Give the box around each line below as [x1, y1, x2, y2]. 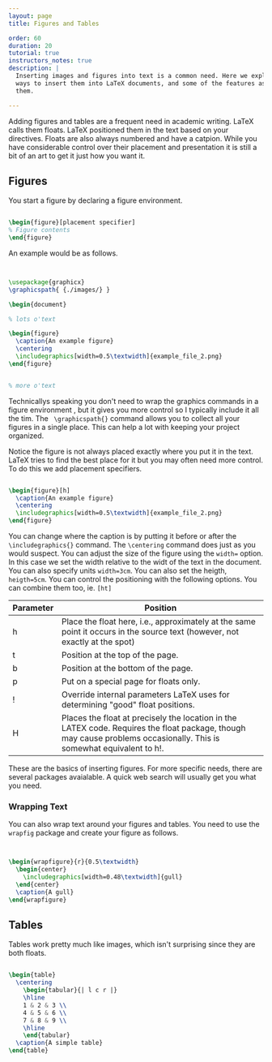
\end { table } [8, 1047, 49, 1055]
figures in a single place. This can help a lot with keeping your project [8, 422, 240, 432]
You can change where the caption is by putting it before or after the [8, 531, 237, 541]
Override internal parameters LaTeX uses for [61, 689, 231, 700]
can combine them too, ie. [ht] [8, 583, 112, 593]
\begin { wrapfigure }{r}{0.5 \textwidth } [8, 858, 139, 866]
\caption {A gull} [15, 888, 74, 896]
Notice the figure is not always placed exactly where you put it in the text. [8, 446, 253, 456]
